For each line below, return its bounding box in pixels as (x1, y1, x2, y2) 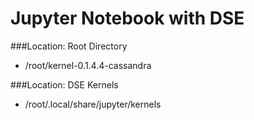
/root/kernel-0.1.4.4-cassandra (24, 59, 152, 71)
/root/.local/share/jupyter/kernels (24, 98, 162, 110)
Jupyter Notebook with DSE (10, 7, 245, 30)
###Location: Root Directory (10, 40, 128, 52)
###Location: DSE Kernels (10, 78, 119, 91)
